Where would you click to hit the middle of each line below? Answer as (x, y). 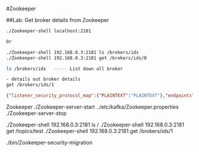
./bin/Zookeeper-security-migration (49, 142)
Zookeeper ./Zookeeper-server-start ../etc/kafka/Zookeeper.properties (92, 107)
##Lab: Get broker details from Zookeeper (58, 20)
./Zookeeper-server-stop (36, 113)
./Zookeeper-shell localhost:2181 (49, 31)
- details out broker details (44, 80)
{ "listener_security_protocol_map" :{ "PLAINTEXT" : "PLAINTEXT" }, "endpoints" (100, 96)
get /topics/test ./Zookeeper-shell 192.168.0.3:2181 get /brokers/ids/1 (89, 131)
